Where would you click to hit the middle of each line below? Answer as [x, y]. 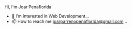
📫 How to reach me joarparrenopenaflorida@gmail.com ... [69, 21]
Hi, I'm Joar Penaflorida [28, 7]
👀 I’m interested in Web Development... [50, 16]
